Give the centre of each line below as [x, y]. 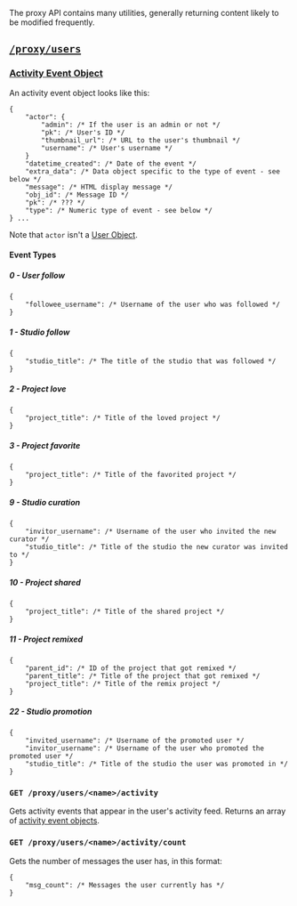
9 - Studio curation [45, 502]
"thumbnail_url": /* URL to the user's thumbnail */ [141, 140]
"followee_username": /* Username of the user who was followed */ [153, 305]
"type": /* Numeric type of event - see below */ [119, 210]
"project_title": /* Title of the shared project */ [125, 612]
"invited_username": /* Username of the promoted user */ [135, 741]
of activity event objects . [55, 821]
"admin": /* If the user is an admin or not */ [131, 125]
